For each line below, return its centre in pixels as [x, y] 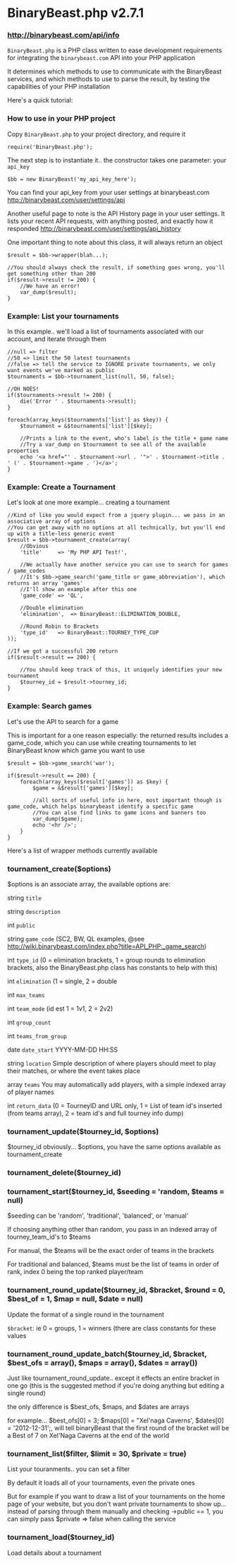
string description [34, 911]
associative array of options [52, 522]
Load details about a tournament [55, 1552]
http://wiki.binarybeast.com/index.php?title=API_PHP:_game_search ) [107, 946]
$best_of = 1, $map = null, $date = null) [75, 1299]
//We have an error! [50, 286]
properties [23, 451]
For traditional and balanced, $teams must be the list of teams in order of [113, 1264]
